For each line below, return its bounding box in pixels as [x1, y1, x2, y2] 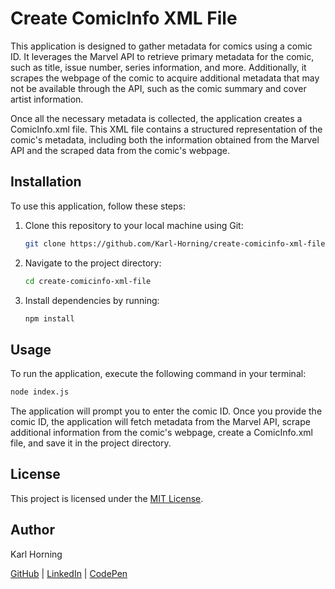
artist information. [10, 93, 84, 105]
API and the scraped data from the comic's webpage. [10, 144, 230, 156]
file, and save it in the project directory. [10, 437, 172, 449]
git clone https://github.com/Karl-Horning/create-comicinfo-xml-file [24, 238, 326, 249]
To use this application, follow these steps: [10, 200, 186, 212]
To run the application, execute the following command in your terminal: [10, 368, 307, 380]
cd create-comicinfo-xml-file [24, 276, 152, 286]
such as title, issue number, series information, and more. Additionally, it [10, 61, 307, 73]
